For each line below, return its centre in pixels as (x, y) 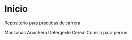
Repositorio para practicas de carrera (43, 23)
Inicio (16, 9)
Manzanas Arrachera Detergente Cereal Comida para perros (66, 32)
